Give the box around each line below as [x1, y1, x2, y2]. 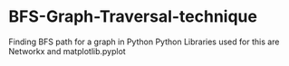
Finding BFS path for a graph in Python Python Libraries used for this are [8, 36, 280, 47]
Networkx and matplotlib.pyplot [8, 45, 126, 56]
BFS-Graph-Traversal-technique [8, 6, 257, 27]
